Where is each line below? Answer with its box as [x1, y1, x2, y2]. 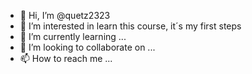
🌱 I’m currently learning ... [19, 31, 127, 42]
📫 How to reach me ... [19, 53, 113, 64]
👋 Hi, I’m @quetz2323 [19, 10, 111, 21]
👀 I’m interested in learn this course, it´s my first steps [19, 20, 242, 32]
